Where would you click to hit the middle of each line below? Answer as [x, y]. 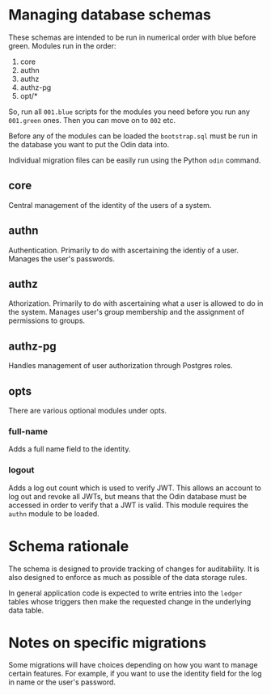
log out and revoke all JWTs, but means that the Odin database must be [127, 496]
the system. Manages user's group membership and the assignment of [127, 312]
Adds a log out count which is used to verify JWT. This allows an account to [135, 488]
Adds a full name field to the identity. [70, 449]
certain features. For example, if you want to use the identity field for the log [135, 674]
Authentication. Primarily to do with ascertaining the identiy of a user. [124, 250]
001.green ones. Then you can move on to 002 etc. [92, 120]
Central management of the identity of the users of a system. [110, 205]
